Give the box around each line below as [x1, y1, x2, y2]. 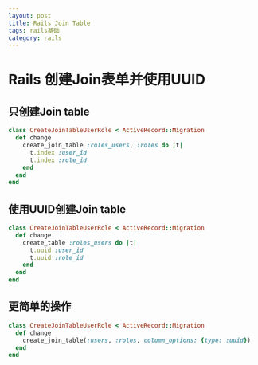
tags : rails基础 [8, 26, 60, 34]
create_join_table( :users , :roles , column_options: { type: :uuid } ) [22, 336, 251, 344]
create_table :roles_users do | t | [22, 238, 137, 247]
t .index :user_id [29, 148, 88, 156]
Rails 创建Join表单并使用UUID [8, 71, 205, 88]
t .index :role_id [29, 156, 88, 164]
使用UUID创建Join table [8, 202, 127, 216]
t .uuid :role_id [29, 253, 84, 261]
